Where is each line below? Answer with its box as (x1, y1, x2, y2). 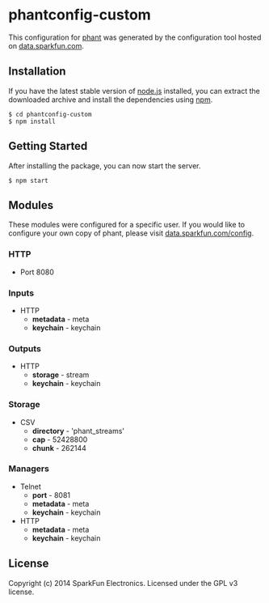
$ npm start (8, 176, 48, 185)
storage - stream (32, 370, 90, 380)
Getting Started (8, 139, 88, 153)
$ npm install (8, 117, 57, 125)
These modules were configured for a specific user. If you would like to (8, 220, 246, 230)
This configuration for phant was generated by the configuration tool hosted (8, 32, 262, 42)
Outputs (8, 342, 42, 354)
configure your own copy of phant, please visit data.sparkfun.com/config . (8, 228, 254, 238)
